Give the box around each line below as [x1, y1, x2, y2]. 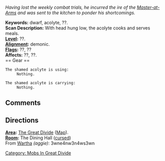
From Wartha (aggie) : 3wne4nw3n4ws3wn [5, 140, 95, 146]
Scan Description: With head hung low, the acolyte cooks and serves [5, 25, 150, 31]
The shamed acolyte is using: [5, 67, 69, 72]
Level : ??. [5, 36, 26, 42]
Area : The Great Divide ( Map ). [5, 130, 69, 136]
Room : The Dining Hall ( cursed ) [5, 135, 71, 141]
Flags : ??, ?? [5, 47, 32, 52]
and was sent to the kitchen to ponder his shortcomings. [17, 10, 136, 16]
